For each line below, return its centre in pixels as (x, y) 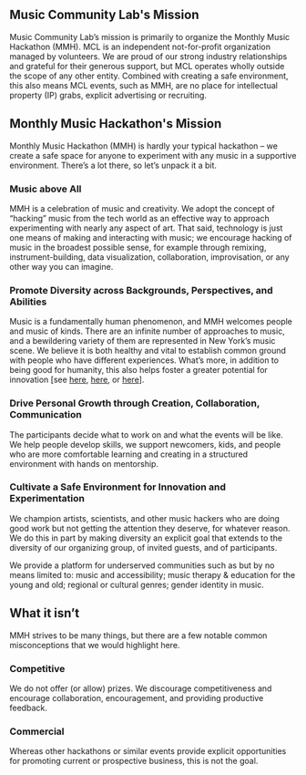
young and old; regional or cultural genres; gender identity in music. (137, 584)
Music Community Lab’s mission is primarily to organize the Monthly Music (150, 36)
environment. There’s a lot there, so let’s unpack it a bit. (113, 165)
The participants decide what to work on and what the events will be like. (147, 434)
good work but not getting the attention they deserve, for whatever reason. (150, 528)
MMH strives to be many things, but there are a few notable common (138, 635)
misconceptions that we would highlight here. (95, 645)
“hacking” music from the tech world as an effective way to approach (140, 218)
